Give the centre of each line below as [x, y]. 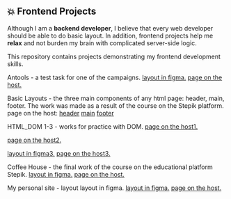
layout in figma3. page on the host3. [59, 153]
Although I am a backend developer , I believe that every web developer [110, 28]
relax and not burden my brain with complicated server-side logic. [102, 43]
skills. [15, 64]
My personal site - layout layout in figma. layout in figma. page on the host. [114, 188]
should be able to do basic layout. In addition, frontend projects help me [110, 35]
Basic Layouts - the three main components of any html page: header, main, [116, 98]
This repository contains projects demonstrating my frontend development [114, 56]
